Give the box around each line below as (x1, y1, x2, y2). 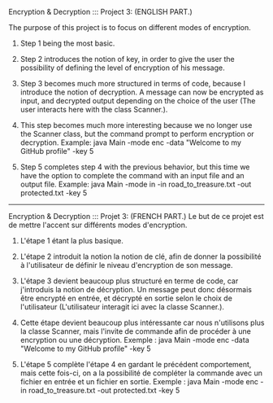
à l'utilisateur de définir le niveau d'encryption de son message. (19, 261, 233, 269)
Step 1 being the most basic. (19, 38, 115, 48)
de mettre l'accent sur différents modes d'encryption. (8, 220, 188, 230)
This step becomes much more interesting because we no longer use (19, 120, 253, 129)
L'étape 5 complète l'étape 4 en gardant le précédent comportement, (19, 360, 252, 369)
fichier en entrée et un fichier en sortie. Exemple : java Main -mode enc (19, 377, 258, 386)
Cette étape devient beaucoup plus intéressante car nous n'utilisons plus (19, 318, 265, 327)
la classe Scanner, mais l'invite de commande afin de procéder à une (19, 326, 252, 336)
